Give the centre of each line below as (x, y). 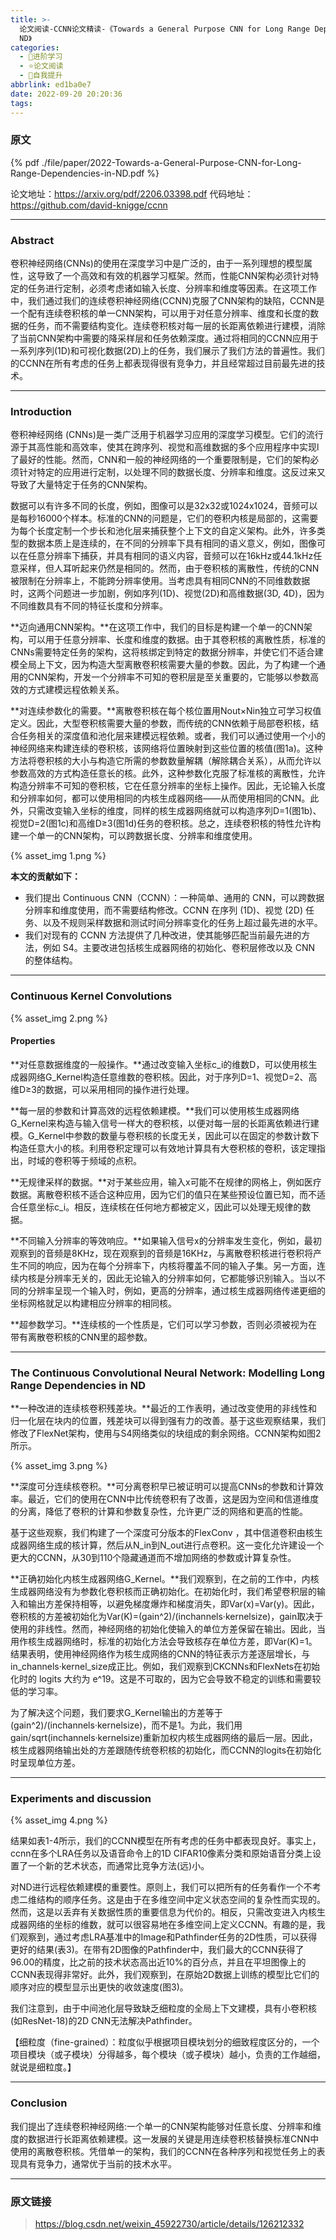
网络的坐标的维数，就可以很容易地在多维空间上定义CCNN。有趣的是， (172, 1925)
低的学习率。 (36, 1692)
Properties (33, 1041)
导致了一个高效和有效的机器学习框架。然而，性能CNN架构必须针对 (173, 276)
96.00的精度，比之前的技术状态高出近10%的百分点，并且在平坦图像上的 (158, 1962)
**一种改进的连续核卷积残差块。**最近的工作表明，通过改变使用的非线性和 (164, 1408)
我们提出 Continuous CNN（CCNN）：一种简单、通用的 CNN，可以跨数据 (174, 898)
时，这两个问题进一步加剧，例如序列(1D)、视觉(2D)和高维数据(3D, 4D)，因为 (167, 593)
